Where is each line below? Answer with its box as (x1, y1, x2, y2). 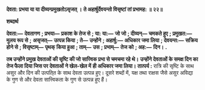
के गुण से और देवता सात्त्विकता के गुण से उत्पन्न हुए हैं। (6, 76, 108, 83)
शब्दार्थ (6, 18, 19, 25)
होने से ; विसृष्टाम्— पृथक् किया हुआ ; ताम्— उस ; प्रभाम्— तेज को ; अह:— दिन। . (6, 43, 167, 51)
